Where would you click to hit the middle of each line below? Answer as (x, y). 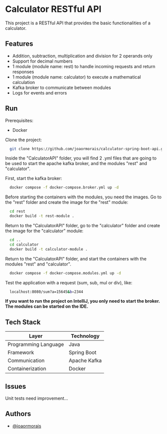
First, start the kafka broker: (34, 178)
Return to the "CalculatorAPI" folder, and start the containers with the (76, 259)
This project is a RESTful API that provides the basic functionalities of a (78, 23)
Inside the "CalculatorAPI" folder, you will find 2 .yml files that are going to (81, 158)
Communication (26, 360)
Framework (21, 352)
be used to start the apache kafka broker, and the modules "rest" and (76, 164)
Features (19, 44)
